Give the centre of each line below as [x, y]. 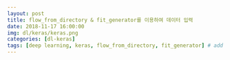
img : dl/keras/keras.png [43, 33]
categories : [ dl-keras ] [41, 39]
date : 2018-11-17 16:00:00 [46, 26]
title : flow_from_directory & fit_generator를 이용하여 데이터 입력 [100, 20]
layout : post [26, 13]
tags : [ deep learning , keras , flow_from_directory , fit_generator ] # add [115, 46]
